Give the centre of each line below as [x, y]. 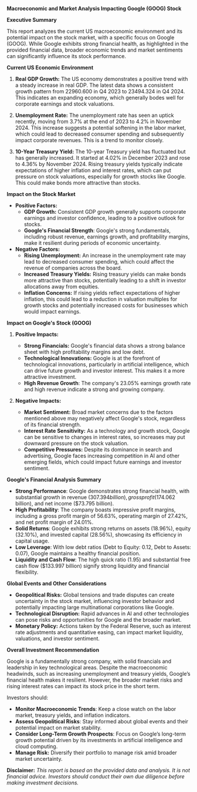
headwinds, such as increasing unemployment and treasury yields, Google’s [98, 674]
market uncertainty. [39, 759]
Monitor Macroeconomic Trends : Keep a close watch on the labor [96, 709]
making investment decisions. [43, 783]
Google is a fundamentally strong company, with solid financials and [89, 661]
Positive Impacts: [37, 334]
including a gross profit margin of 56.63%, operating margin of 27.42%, [101, 516]
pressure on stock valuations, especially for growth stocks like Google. [101, 176]
